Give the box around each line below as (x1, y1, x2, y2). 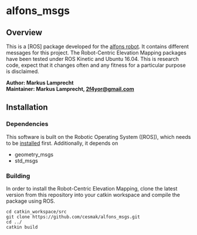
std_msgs (14, 157, 38, 164)
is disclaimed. (6, 68, 39, 74)
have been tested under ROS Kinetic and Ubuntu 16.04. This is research (6, 56, 179, 62)
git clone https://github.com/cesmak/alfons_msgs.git (6, 214, 141, 220)
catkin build (6, 224, 38, 230)
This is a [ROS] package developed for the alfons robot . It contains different (6, 43, 189, 50)
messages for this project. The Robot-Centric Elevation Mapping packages (6, 49, 186, 56)
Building (6, 172, 30, 180)
